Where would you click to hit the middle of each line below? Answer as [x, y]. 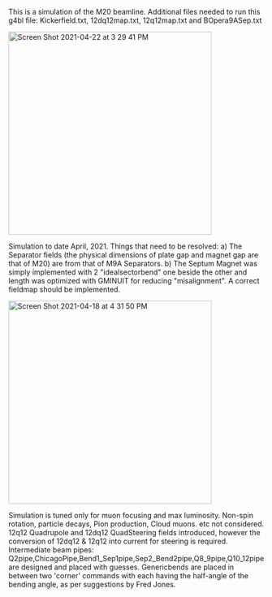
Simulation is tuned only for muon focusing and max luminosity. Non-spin [131, 515]
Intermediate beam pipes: [51, 550]
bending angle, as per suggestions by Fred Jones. [92, 584]
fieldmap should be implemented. [64, 289]
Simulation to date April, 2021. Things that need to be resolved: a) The [125, 246]
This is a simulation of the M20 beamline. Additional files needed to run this [134, 12]
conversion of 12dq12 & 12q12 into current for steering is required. [119, 541]
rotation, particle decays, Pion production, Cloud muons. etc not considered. [136, 524]
